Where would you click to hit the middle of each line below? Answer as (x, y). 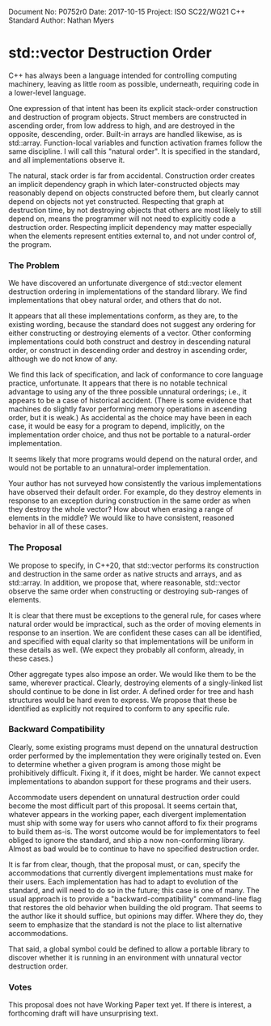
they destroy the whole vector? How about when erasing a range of (121, 509)
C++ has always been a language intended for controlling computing (123, 75)
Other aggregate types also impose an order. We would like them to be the (132, 674)
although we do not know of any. (63, 359)
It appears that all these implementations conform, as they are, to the (123, 316)
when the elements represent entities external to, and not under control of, (132, 236)
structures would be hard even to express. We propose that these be (123, 700)
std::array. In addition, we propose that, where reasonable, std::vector (125, 582)
